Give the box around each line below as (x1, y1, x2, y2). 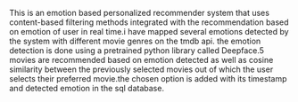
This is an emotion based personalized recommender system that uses (9, 8, 270, 18)
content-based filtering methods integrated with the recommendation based (9, 17, 289, 27)
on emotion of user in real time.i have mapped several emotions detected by (9, 27, 289, 36)
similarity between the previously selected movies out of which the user (9, 64, 274, 75)
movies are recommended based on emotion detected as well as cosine (9, 55, 274, 65)
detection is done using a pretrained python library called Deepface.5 (9, 45, 265, 56)
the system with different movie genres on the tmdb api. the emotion (9, 35, 261, 46)
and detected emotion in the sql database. (9, 83, 165, 93)
